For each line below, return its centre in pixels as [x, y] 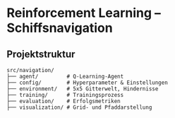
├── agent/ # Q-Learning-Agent [65, 76]
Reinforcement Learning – [84, 13]
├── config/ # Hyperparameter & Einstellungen [87, 83]
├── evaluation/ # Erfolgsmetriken [64, 101]
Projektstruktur [41, 54]
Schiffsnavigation [60, 28]
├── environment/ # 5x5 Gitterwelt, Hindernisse [83, 89]
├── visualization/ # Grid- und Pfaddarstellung [79, 107]
